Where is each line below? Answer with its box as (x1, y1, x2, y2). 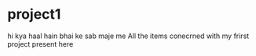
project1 (7, 5, 61, 23)
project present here (7, 39, 74, 48)
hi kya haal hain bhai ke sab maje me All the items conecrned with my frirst (7, 31, 250, 40)
